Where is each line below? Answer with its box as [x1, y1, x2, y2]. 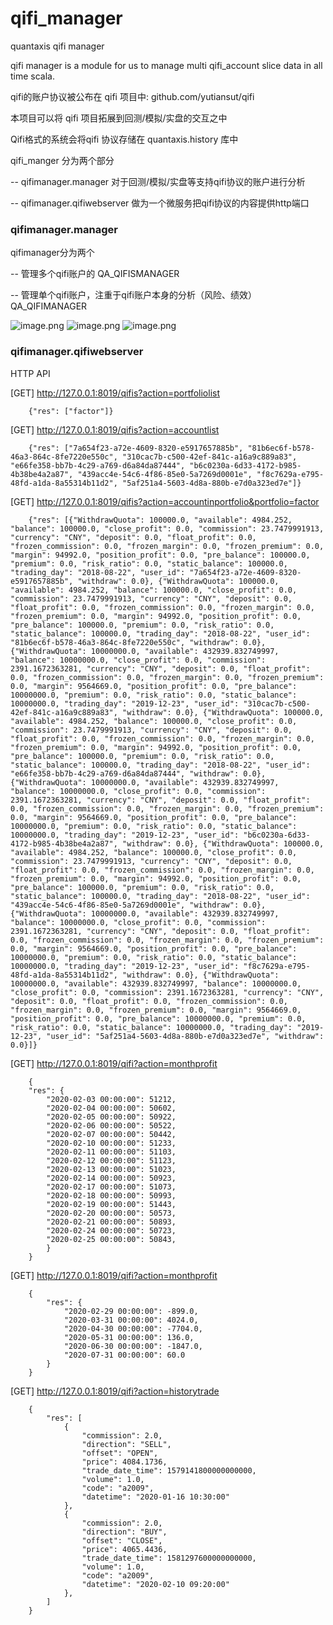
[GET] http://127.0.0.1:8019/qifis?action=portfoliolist [10, 387, 221, 399]
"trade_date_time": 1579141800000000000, [81, 1465, 257, 1476]
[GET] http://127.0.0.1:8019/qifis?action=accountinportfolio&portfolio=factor [10, 495, 320, 507]
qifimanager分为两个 [10, 247, 95, 259]
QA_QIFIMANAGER [10, 300, 88, 312]
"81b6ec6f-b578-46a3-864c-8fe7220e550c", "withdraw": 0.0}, [10, 637, 267, 647]
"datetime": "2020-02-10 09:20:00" [81, 1579, 230, 1589]
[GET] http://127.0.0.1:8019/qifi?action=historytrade [10, 1385, 220, 1397]
